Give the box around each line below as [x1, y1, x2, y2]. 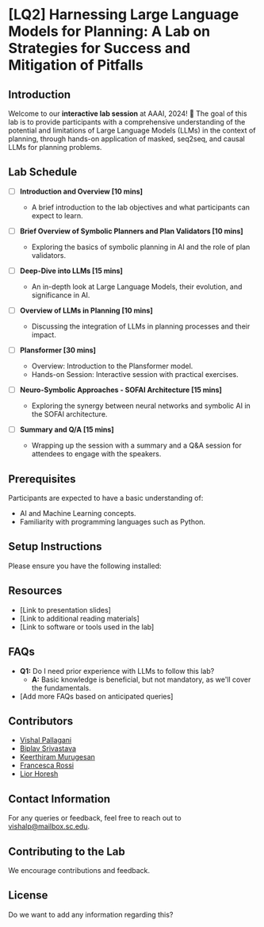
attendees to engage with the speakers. [31, 449, 162, 459]
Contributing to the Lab [8, 844, 125, 858]
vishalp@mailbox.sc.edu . [8, 821, 90, 831]
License [8, 889, 48, 902]
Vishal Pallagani [19, 736, 72, 745]
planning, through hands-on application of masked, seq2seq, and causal [8, 134, 246, 144]
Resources [8, 584, 63, 598]
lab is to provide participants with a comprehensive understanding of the [8, 117, 246, 126]
